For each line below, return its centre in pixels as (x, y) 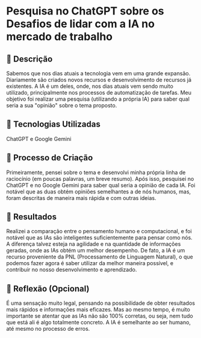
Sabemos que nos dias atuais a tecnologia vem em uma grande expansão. (98, 73)
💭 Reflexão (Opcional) (48, 288)
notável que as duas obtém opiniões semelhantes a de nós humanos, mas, (99, 192)
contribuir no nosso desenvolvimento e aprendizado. (72, 270)
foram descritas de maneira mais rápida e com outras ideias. (81, 198)
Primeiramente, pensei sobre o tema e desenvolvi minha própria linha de (96, 172)
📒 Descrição (29, 59)
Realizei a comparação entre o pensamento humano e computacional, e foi (99, 231)
